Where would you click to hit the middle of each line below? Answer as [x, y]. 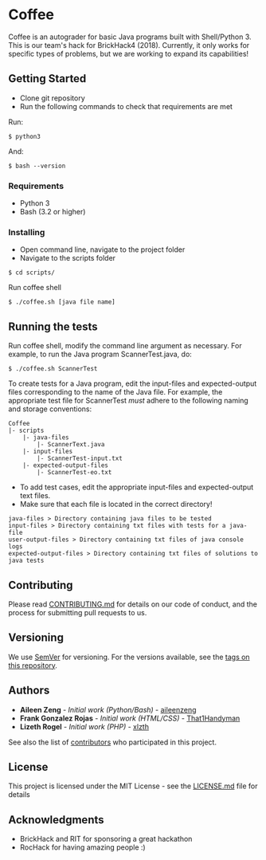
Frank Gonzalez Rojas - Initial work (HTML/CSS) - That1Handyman [130, 718]
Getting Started [47, 79]
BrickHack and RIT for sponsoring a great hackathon [106, 839]
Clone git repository [52, 98]
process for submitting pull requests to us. [78, 612]
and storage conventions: [50, 409]
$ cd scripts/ [32, 273]
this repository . [33, 665]
